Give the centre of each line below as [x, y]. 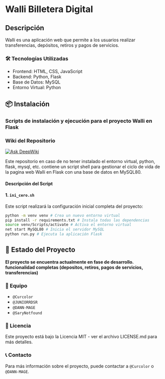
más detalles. [19, 342]
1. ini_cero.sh [20, 195]
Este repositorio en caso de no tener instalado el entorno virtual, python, [80, 161]
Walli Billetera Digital [49, 9]
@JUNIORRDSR [25, 302]
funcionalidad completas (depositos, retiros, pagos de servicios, [74, 267]
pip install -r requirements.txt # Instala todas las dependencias [77, 220]
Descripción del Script [29, 183]
